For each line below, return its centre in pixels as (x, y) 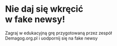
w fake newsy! (35, 19)
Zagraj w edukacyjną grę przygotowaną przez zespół (58, 33)
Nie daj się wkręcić (44, 9)
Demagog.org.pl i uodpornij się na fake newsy (51, 38)
